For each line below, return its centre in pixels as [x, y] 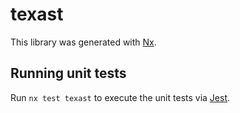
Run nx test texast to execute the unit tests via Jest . [120, 97]
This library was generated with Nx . [83, 42]
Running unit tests [68, 73]
